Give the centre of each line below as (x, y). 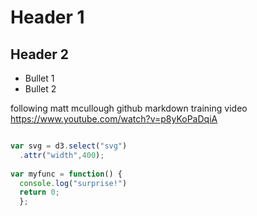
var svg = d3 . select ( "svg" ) (69, 146)
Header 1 (47, 17)
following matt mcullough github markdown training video (129, 108)
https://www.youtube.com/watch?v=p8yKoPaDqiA (114, 119)
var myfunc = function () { (66, 174)
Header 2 (40, 54)
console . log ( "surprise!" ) (73, 183)
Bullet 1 (39, 78)
